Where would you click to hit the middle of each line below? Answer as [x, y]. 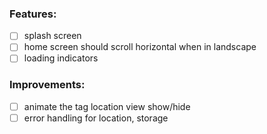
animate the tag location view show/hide [107, 106]
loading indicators [61, 58]
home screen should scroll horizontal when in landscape [140, 47]
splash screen [52, 36]
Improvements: [47, 85]
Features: [33, 14]
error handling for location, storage [96, 118]
